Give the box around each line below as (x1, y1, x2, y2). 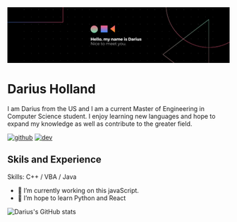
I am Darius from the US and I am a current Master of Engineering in (7, 104, 205, 112)
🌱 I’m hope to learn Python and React (17, 194, 126, 202)
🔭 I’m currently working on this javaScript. (17, 186, 140, 194)
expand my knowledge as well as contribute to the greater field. (7, 119, 193, 128)
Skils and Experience (7, 153, 102, 165)
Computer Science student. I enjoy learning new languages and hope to (7, 112, 216, 120)
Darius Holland (7, 81, 96, 98)
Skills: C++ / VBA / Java (7, 173, 77, 181)
